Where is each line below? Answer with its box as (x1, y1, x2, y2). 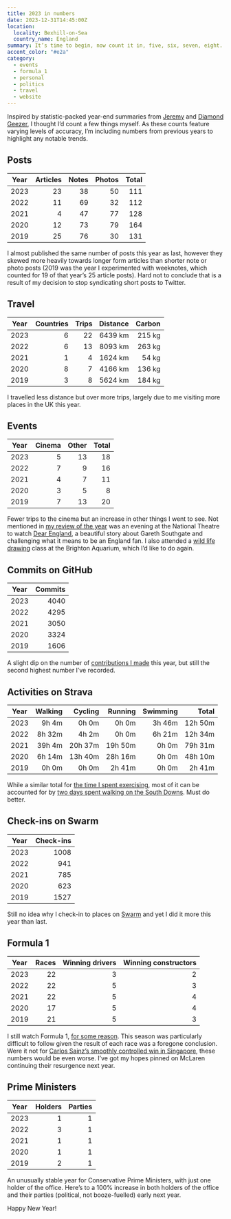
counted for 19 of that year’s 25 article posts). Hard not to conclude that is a (7, 270, 222, 279)
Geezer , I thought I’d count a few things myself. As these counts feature (7, 120, 210, 128)
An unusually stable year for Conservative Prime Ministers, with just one (7, 1176, 211, 1184)
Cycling (73, 706, 100, 716)
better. (7, 795, 26, 804)
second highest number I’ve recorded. (7, 666, 115, 675)
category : (7, 55, 36, 62)
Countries (35, 319, 69, 328)
